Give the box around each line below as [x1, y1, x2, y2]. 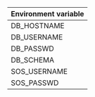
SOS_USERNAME [11, 67, 68, 76]
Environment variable [11, 9, 84, 18]
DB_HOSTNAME [11, 21, 65, 30]
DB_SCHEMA [11, 56, 55, 65]
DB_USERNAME [11, 32, 63, 41]
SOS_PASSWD [11, 78, 59, 87]
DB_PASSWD [11, 44, 54, 53]
